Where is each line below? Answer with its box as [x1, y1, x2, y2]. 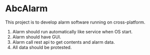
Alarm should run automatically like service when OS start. [12, 28, 133, 34]
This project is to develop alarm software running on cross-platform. [5, 19, 146, 25]
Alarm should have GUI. [12, 34, 61, 40]
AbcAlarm [5, 3, 48, 14]
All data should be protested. [12, 44, 72, 50]
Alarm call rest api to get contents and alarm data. [12, 39, 115, 45]
